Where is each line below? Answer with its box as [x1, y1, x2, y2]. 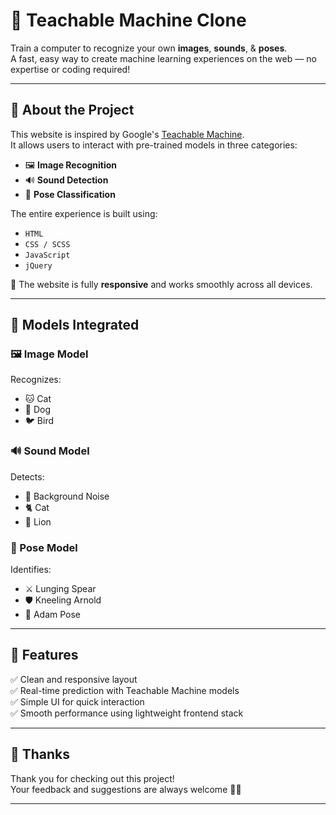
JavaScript [24, 250, 71, 260]
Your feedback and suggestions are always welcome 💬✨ [10, 783, 242, 795]
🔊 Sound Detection [24, 174, 109, 186]
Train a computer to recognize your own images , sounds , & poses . [10, 42, 288, 54]
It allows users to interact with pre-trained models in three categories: [10, 139, 298, 151]
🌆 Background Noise [24, 490, 110, 502]
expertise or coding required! [10, 63, 131, 75]
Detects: [10, 470, 45, 483]
